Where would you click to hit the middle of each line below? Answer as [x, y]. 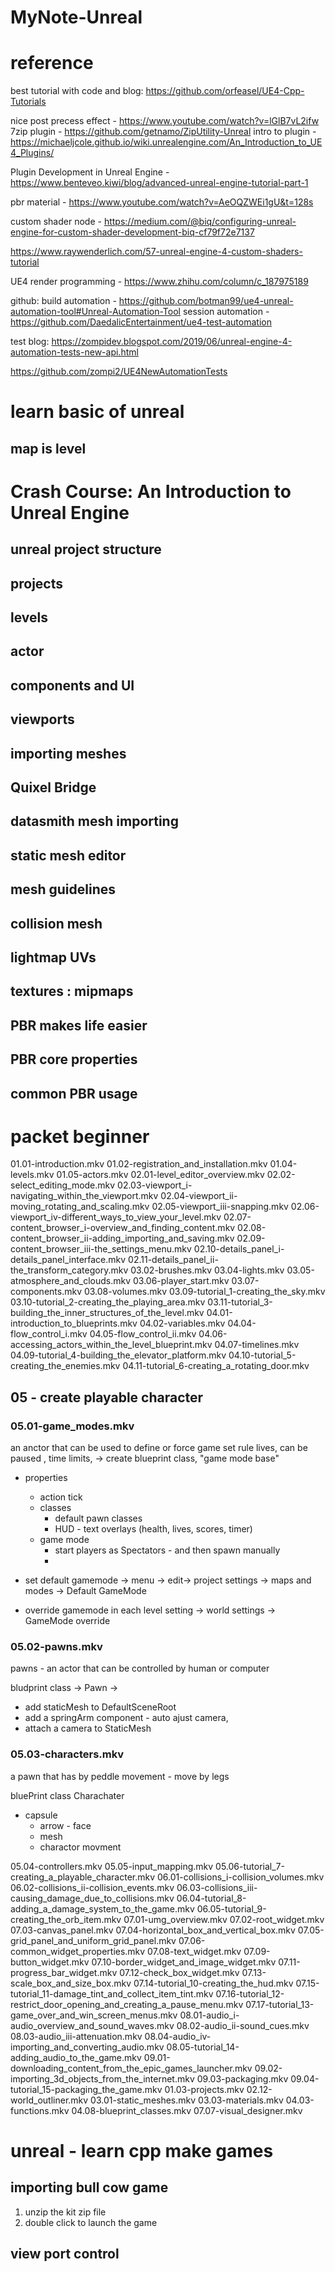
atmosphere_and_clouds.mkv [71, 1281]
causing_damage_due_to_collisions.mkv [92, 1898]
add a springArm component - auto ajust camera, [126, 1718]
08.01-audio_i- [209, 2015]
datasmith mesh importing [94, 821]
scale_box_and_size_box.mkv [71, 1983]
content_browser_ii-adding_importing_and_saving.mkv [122, 1238]
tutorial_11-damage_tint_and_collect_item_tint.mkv [112, 1993]
